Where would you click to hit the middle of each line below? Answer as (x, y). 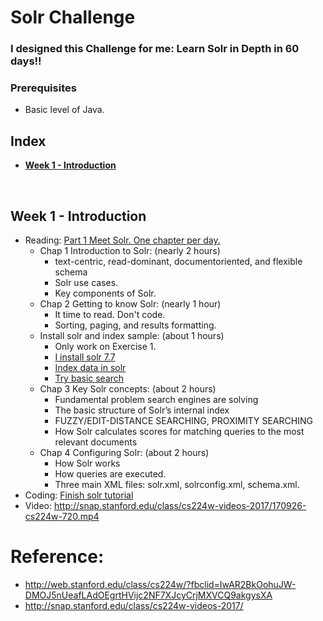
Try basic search (89, 378)
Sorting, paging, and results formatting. (135, 325)
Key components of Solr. (105, 293)
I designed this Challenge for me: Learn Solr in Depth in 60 (155, 49)
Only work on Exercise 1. (105, 347)
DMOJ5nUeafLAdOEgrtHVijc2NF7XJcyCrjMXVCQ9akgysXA (148, 595)
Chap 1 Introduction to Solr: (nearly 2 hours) (130, 251)
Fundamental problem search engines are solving (156, 400)
